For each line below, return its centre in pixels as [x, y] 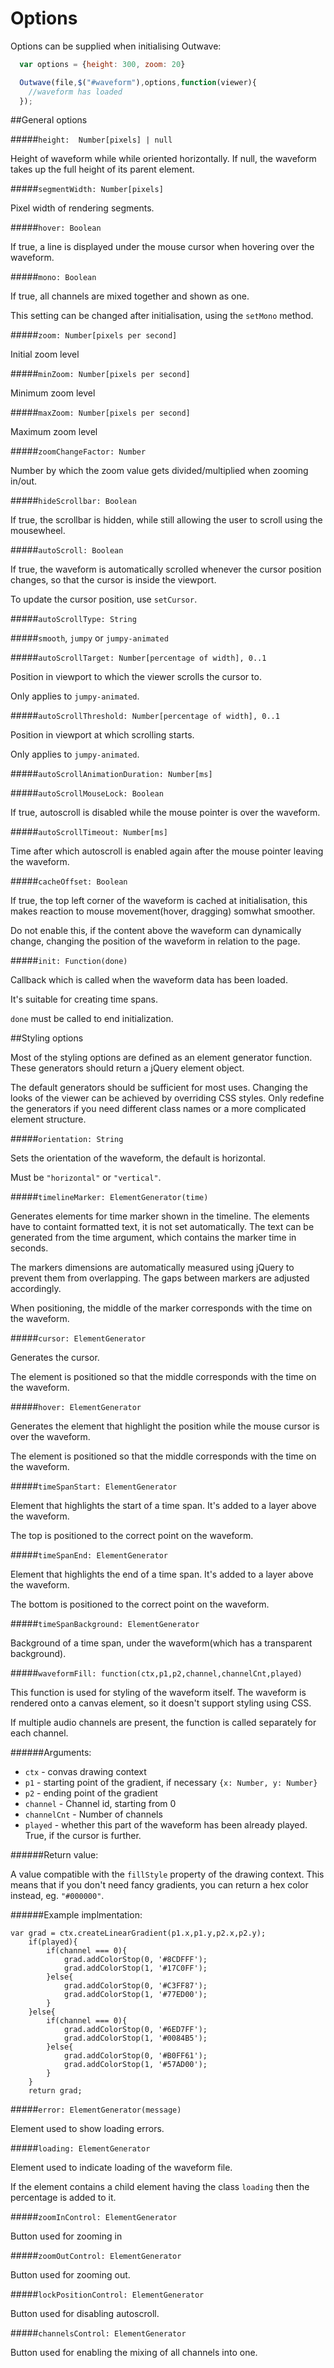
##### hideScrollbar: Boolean [73, 501]
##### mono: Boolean [53, 277]
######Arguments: [51, 1753]
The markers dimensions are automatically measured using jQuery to [152, 1268]
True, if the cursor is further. [83, 1836]
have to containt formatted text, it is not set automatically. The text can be [162, 1227]
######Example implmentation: [76, 1915]
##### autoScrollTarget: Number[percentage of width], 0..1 [138, 658]
